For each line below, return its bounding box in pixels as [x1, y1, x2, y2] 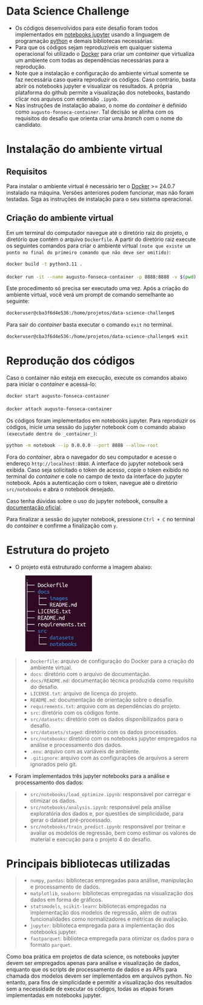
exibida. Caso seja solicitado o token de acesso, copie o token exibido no [6, 466, 189, 473]
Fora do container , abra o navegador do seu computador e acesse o [6, 453, 177, 461]
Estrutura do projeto [6, 543, 110, 557]
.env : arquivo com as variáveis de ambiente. [30, 748, 141, 755]
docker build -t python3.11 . [6, 261, 83, 267]
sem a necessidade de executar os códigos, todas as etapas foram [6, 985, 174, 993]
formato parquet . [30, 941, 73, 949]
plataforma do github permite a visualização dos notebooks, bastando [15, 89, 190, 96]
